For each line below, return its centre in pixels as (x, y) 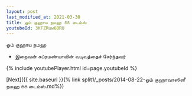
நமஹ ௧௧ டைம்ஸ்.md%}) (35, 87)
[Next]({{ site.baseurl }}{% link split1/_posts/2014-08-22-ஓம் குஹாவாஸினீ (96, 80)
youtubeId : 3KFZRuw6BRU (35, 28)
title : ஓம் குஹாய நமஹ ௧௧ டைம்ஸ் (46, 22)
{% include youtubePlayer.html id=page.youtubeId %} (72, 68)
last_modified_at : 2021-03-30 (43, 17)
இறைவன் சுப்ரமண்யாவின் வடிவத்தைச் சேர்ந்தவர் (70, 57)
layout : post (22, 11)
